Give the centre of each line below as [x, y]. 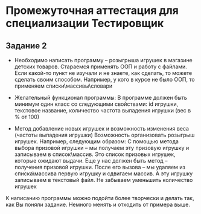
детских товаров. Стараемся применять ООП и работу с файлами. [101, 66]
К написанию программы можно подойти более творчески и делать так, [100, 198]
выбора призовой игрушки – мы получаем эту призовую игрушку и [102, 148]
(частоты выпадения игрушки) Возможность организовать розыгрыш [104, 135]
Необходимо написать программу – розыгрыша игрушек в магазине [103, 60]
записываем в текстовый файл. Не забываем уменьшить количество [104, 180]
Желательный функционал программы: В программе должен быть [101, 98]
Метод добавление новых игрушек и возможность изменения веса [102, 128]
